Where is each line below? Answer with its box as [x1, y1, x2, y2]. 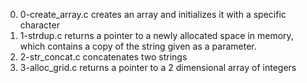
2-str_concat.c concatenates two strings [19, 51, 188, 63]
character [19, 19, 60, 31]
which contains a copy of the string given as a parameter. [19, 40, 257, 52]
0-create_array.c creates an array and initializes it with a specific [19, 9, 287, 20]
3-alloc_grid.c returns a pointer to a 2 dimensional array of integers [19, 62, 297, 73]
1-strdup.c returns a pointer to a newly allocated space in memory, [19, 30, 294, 41]
